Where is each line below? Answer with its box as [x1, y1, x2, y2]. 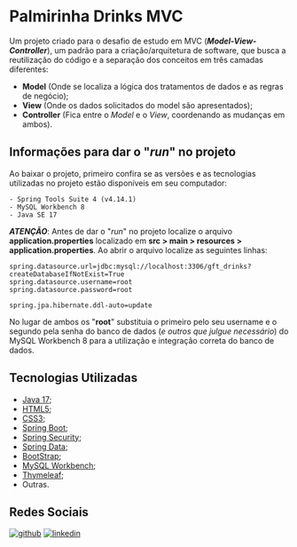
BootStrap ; [21, 450, 62, 461]
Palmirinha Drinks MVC [9, 6, 184, 27]
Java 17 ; [21, 393, 52, 405]
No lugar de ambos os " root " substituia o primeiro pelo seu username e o [9, 316, 277, 327]
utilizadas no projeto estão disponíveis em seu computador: [9, 178, 228, 188]
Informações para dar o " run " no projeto [9, 145, 237, 160]
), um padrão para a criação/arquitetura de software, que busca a [47, 44, 286, 55]
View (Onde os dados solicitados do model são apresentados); [21, 99, 253, 110]
